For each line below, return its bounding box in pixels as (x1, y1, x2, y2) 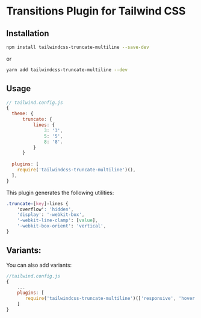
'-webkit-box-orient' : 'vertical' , (17, 223, 107, 229)
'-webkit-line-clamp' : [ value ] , (17, 217, 98, 224)
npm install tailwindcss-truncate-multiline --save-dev (6, 44, 149, 50)
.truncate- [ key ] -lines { (6, 200, 69, 206)
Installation (6, 28, 49, 39)
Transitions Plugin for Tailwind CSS (6, 4, 186, 18)
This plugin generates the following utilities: (6, 189, 114, 196)
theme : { (11, 110, 34, 117)
